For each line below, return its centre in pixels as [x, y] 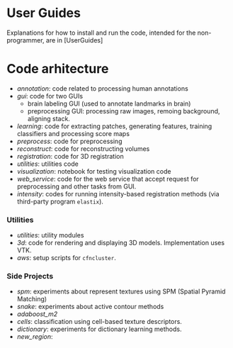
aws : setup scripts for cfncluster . [66, 258]
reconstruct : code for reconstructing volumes [83, 148]
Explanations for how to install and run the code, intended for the [101, 33]
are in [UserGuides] [74, 40]
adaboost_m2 [37, 314]
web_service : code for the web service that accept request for [108, 179]
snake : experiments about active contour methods [90, 307]
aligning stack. [49, 118]
